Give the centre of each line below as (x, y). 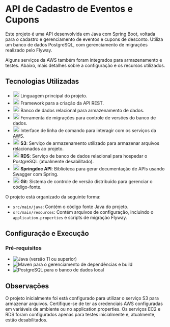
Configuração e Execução (47, 233)
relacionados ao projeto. (38, 148)
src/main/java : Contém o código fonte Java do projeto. (70, 207)
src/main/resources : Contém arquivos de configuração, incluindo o (83, 212)
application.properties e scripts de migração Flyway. (70, 217)
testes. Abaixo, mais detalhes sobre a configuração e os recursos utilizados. (85, 65)
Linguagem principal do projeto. (54, 95)
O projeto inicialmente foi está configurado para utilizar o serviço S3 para (82, 298)
